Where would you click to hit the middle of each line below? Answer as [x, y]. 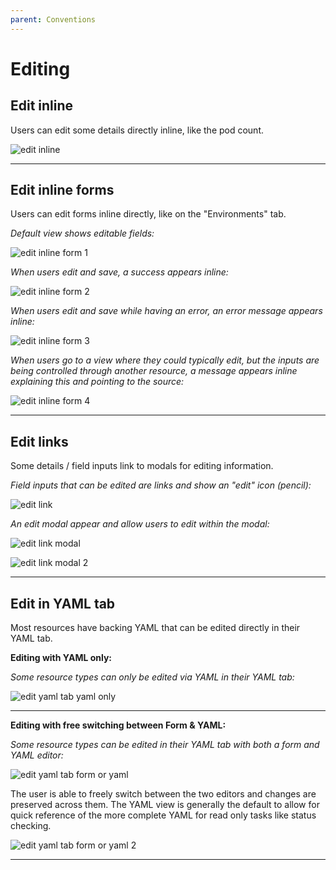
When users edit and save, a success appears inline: [119, 272]
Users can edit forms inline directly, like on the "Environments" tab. [148, 214]
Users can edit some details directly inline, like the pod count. [137, 130]
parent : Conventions [53, 19]
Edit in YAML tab [63, 603]
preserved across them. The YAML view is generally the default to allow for [165, 805]
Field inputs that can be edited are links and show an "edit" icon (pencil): [161, 485]
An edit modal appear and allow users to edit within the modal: [140, 524]
